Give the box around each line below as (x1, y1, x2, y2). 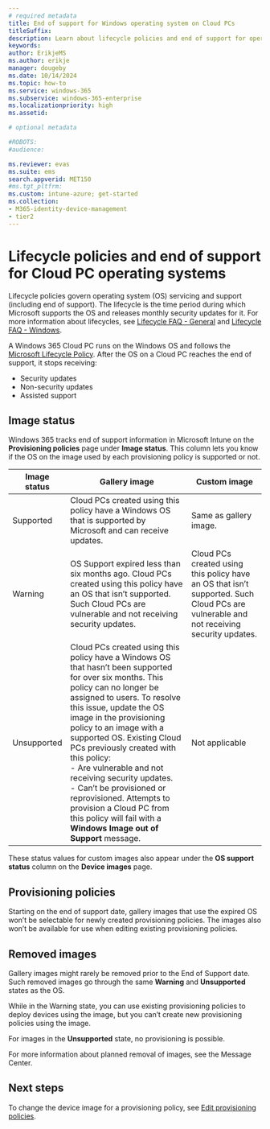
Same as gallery (191, 510, 252, 521)
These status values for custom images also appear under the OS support (8, 854, 255, 863)
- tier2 (8, 212, 35, 220)
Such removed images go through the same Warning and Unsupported (8, 977, 246, 987)
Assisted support (19, 390, 77, 400)
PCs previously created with (70, 742, 177, 753)
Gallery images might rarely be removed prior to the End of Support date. (8, 969, 251, 978)
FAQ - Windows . (8, 325, 63, 335)
